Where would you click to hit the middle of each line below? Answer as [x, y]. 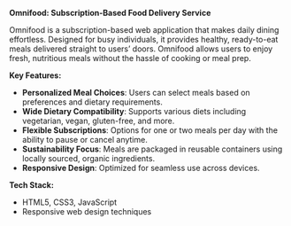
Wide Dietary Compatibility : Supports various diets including [134, 111]
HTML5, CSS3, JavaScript [69, 202]
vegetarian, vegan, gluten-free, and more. [98, 121]
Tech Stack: [32, 185]
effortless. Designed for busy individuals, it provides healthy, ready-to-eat [144, 39]
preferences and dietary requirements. [92, 102]
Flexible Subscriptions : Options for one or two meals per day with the [150, 130]
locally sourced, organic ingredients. [88, 158]
